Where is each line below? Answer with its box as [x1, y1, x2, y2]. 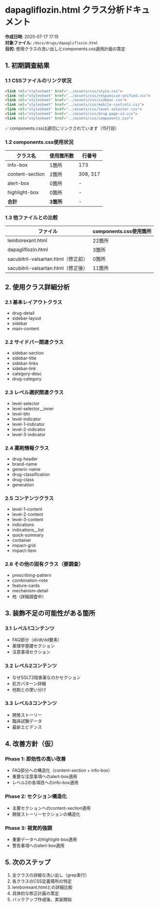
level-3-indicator [12, 432, 46, 437]
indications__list [12, 527, 44, 533]
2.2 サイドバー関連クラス [5, 339, 64, 345]
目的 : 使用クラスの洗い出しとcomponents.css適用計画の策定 [5, 46, 126, 52]
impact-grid [12, 543, 36, 548]
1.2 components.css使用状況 [5, 138, 74, 145]
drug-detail [12, 310, 35, 316]
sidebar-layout [12, 315, 41, 321]
